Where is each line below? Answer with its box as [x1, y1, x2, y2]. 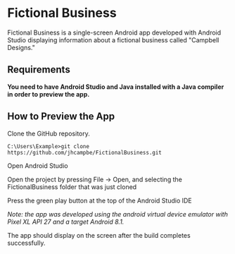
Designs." [7, 43, 35, 52]
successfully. [7, 238, 46, 247]
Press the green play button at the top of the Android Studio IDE [7, 196, 192, 205]
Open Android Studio [7, 161, 68, 170]
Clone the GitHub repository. [7, 129, 90, 138]
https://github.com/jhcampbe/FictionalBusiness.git [7, 149, 162, 156]
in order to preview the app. [7, 90, 90, 98]
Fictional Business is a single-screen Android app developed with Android [7, 28, 222, 37]
